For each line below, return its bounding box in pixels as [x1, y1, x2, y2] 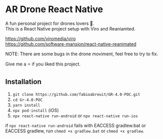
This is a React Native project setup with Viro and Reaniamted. [5, 25, 136, 31]
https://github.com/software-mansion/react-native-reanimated [5, 41, 137, 47]
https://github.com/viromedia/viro [5, 36, 76, 42]
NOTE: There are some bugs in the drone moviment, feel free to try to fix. [5, 51, 158, 57]
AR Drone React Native [5, 4, 103, 15]
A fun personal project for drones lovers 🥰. [5, 20, 94, 26]
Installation [5, 78, 42, 86]
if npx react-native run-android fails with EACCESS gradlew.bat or [5, 122, 146, 128]
